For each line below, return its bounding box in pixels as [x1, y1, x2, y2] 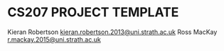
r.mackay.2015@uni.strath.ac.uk [7, 35, 101, 43]
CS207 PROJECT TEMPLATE [7, 4, 179, 21]
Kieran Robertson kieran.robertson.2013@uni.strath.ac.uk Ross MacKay [7, 28, 218, 36]
